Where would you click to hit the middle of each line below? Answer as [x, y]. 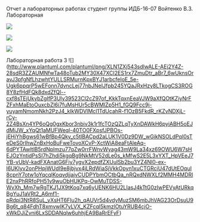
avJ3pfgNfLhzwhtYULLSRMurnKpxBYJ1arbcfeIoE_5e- [73, 79]
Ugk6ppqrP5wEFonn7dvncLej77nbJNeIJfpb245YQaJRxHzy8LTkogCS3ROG [99, 86]
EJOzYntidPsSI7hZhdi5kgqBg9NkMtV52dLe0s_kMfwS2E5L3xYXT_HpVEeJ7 [100, 156]
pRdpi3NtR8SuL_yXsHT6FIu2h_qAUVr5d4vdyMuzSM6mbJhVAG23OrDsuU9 [100, 200]
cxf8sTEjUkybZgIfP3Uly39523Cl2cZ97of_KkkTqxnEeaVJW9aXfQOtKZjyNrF [99, 98]
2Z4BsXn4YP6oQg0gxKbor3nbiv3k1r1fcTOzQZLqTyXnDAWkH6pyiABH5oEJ [99, 124]
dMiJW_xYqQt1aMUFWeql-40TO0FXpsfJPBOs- [64, 130]
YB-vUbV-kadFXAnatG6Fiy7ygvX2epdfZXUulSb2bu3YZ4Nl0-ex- [86, 162]
